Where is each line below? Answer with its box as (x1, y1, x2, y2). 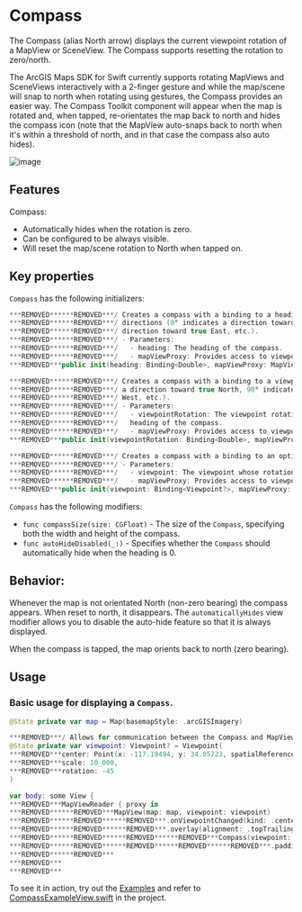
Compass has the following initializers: (9, 293, 146, 303)
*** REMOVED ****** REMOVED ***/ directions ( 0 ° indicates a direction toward (9, 319, 296, 328)
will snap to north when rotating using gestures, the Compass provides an (9, 91, 283, 102)
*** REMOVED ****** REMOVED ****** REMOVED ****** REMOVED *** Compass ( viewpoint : (9, 834, 292, 843)
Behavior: (9, 573, 66, 589)
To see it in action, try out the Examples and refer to (9, 883, 201, 894)
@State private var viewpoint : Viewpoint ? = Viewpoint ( (9, 742, 223, 751)
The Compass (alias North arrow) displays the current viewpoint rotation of (9, 35, 288, 46)
